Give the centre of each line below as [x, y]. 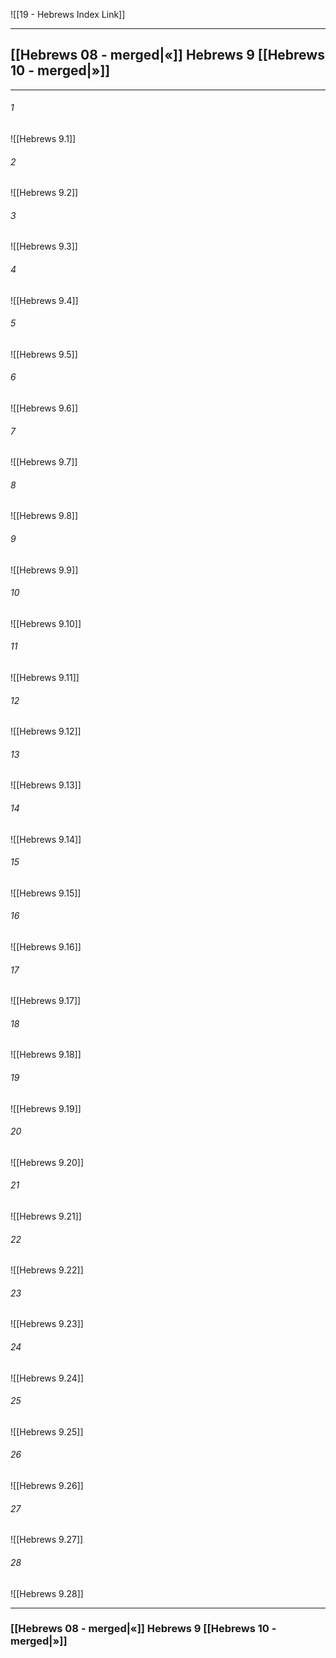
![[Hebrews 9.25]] [47, 1431]
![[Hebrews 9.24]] [47, 1378]
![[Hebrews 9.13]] [46, 785]
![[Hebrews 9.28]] [47, 1593]
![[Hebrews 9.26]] [47, 1486]
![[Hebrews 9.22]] [47, 1270]
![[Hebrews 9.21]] [46, 1216]
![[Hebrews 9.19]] [46, 1108]
